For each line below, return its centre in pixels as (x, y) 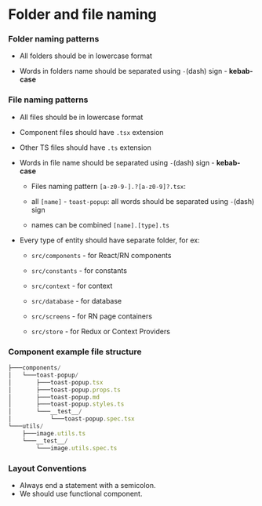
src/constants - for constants (79, 270)
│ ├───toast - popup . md (54, 397)
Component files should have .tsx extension (91, 132)
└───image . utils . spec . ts (77, 448)
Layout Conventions (47, 468)
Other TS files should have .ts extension (85, 147)
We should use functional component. (81, 493)
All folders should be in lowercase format (86, 56)
